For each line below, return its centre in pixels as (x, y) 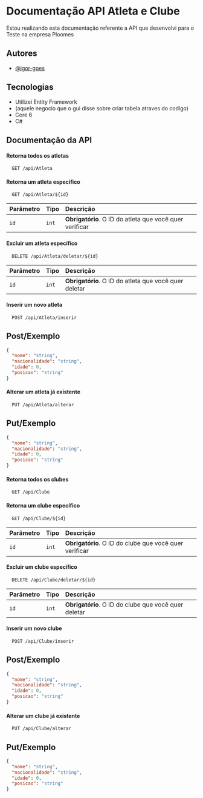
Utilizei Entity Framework (46, 102)
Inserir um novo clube (34, 628)
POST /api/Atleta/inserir (44, 317)
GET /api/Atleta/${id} (40, 195)
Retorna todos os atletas (38, 155)
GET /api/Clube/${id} (39, 518)
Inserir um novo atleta (34, 305)
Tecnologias (30, 87)
